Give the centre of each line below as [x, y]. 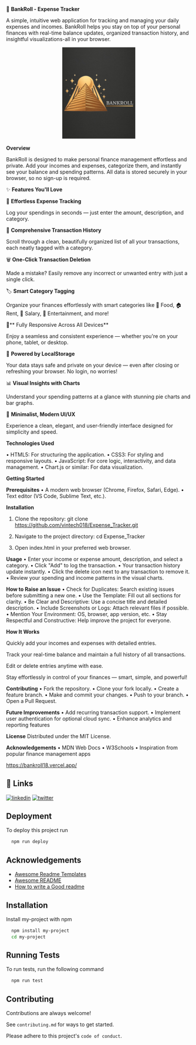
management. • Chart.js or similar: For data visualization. [75, 467]
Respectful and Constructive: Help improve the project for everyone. [89, 620]
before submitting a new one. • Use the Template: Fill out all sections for [93, 595]
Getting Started [26, 478]
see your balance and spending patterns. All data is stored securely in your [97, 172]
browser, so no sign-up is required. [48, 178]
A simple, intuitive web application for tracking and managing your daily [92, 20]
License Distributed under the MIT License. [59, 736]
